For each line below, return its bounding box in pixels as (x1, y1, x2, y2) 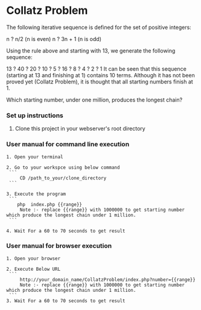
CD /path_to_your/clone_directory (19, 175, 107, 181)
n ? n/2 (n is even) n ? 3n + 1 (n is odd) (6, 35, 101, 42)
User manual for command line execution (6, 140, 130, 149)
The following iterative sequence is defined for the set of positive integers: (6, 24, 191, 31)
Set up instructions (6, 111, 63, 120)
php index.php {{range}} (17, 201, 83, 207)
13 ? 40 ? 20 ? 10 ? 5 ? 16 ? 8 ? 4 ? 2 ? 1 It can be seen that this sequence (6, 65, 187, 73)
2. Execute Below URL (6, 266, 61, 272)
